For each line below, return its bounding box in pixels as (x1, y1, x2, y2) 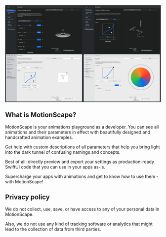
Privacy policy (5, 193, 50, 202)
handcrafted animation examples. (5, 134, 73, 140)
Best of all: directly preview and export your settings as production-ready (5, 159, 155, 165)
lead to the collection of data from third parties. (5, 226, 101, 232)
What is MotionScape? (5, 111, 77, 119)
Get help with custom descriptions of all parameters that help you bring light (5, 144, 160, 150)
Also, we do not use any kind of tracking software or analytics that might (5, 221, 153, 227)
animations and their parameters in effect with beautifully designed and (5, 129, 151, 135)
